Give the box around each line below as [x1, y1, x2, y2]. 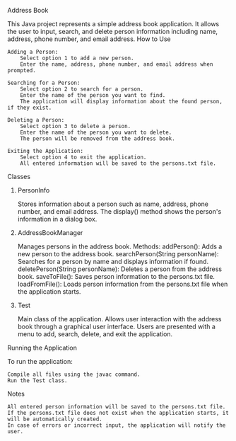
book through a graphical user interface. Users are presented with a [17, 322, 216, 331]
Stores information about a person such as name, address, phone [17, 200, 208, 208]
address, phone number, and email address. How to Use [7, 35, 171, 43]
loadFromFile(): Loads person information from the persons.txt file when [17, 280, 228, 288]
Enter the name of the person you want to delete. [20, 129, 172, 136]
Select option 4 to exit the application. [20, 154, 147, 161]
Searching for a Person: [7, 79, 81, 86]
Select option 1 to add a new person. [20, 55, 134, 62]
